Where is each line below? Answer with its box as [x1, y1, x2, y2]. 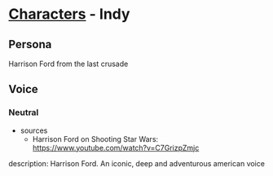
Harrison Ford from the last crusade [8, 59, 129, 68]
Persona [8, 37, 52, 51]
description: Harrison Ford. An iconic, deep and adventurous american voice [8, 158, 265, 168]
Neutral [8, 107, 39, 118]
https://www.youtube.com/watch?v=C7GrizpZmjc [32, 143, 200, 152]
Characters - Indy [8, 5, 130, 24]
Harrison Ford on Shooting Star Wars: [32, 134, 159, 143]
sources [20, 125, 48, 135]
